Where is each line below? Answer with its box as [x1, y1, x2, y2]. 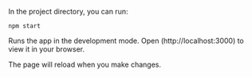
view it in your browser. [8, 44, 85, 54]
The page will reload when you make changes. [8, 60, 162, 69]
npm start [8, 22, 41, 30]
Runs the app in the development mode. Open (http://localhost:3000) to [8, 36, 245, 45]
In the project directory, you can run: [8, 7, 128, 16]
